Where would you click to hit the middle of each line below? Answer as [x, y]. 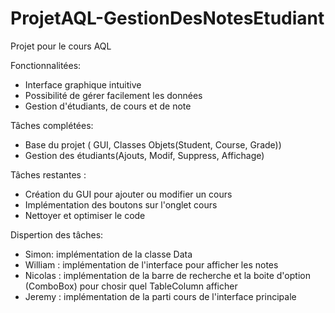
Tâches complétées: [52, 125]
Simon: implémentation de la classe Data [108, 254]
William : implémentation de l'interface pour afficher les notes [151, 264]
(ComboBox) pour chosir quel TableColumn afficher [131, 286]
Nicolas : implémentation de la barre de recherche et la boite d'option [167, 275]
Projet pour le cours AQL [61, 46]
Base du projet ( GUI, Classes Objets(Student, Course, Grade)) [153, 144]
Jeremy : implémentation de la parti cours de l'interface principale [160, 296]
